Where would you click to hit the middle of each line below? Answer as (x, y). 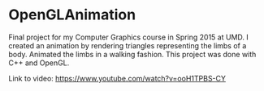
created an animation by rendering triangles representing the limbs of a (128, 45)
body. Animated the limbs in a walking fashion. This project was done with (132, 54)
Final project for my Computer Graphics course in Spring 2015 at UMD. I (129, 37)
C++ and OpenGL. (39, 63)
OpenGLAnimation (72, 15)
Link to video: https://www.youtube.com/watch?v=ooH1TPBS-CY (117, 78)
